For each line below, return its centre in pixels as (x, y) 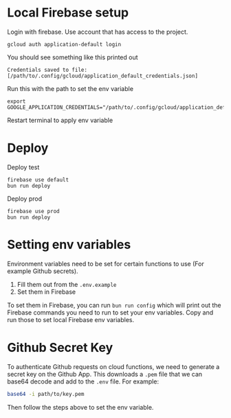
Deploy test (23, 167)
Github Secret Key (60, 348)
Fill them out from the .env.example (67, 284)
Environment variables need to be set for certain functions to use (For (106, 263)
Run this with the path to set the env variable (70, 88)
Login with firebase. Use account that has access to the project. (98, 32)
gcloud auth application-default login (64, 44)
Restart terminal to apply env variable (60, 120)
